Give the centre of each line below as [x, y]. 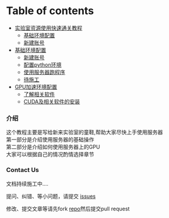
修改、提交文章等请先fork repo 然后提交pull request [68, 209]
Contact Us [23, 170]
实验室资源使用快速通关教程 [48, 28]
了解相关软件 [39, 94]
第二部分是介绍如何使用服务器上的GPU [53, 147]
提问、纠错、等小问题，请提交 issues [51, 196]
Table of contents [50, 11]
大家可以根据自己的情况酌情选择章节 [50, 154]
